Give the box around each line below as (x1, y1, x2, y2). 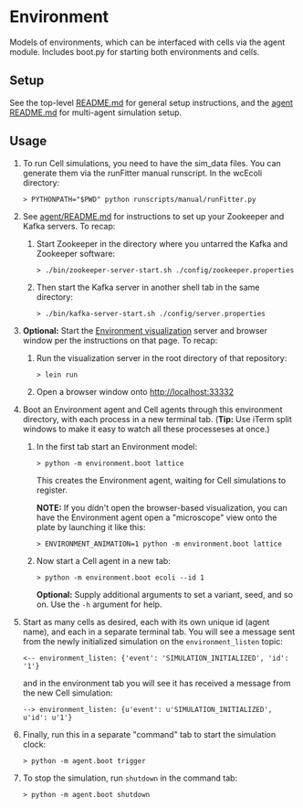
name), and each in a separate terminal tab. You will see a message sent (22, 626, 295, 637)
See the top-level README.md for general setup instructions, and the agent (9, 97, 294, 108)
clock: (22, 739, 47, 750)
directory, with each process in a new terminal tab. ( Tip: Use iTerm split (22, 413, 292, 424)
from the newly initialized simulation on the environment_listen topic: (22, 635, 283, 646)
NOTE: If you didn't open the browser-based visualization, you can (36, 502, 287, 513)
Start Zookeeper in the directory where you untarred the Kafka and (36, 238, 288, 249)
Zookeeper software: (36, 248, 116, 259)
